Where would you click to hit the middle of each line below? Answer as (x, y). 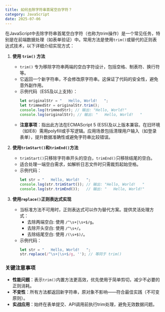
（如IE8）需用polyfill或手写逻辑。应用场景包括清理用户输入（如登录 (88, 131)
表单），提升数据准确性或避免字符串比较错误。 (66, 137)
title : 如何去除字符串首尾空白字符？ (39, 10)
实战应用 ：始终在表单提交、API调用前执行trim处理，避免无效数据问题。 (84, 304)
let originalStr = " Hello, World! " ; (64, 101)
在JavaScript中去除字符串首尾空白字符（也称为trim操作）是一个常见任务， (81, 34)
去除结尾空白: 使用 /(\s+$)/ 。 (57, 234)
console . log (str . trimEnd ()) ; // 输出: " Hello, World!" (82, 189)
